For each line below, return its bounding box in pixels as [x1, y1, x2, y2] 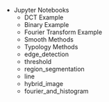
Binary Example [24, 21, 69, 28]
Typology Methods [24, 43, 78, 51]
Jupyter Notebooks [13, 6, 69, 14]
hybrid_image [24, 80, 64, 87]
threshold [24, 58, 52, 65]
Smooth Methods [24, 35, 74, 44]
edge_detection [24, 50, 69, 58]
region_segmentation [24, 65, 85, 73]
